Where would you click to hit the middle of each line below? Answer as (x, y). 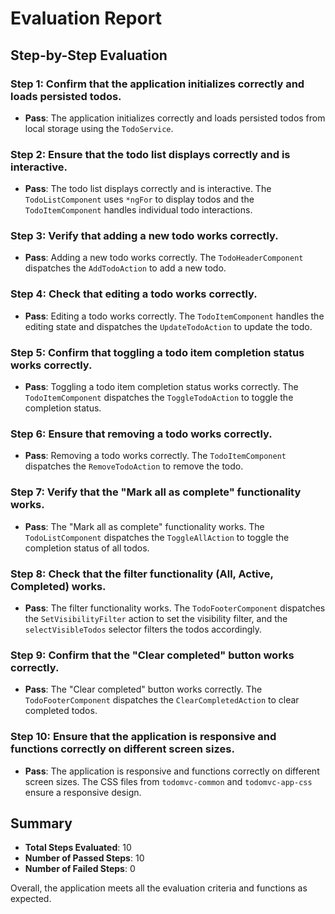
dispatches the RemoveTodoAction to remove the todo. (134, 466)
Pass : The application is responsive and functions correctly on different (172, 771)
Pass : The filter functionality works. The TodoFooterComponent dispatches (175, 608)
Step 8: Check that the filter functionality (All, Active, (142, 574)
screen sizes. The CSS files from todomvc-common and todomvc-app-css (168, 781)
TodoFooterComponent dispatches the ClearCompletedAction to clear (162, 700)
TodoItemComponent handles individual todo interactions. (138, 210)
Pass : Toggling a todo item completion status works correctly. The (161, 387)
